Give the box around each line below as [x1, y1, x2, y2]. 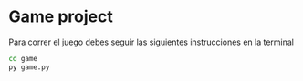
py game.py [8, 62, 50, 72]
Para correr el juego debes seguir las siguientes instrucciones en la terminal [8, 36, 294, 47]
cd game [8, 54, 38, 63]
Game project [8, 6, 113, 27]
